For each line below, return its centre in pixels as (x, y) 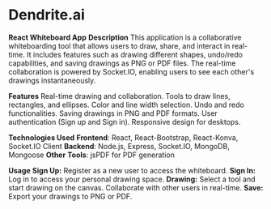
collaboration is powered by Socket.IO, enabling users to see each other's (131, 71)
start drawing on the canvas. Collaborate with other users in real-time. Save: (136, 187)
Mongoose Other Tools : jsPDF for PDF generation (92, 155)
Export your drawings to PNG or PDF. (70, 196)
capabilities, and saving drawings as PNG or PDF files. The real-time (122, 63)
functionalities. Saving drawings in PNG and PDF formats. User (113, 113)
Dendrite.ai (47, 15)
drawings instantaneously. (52, 80)
